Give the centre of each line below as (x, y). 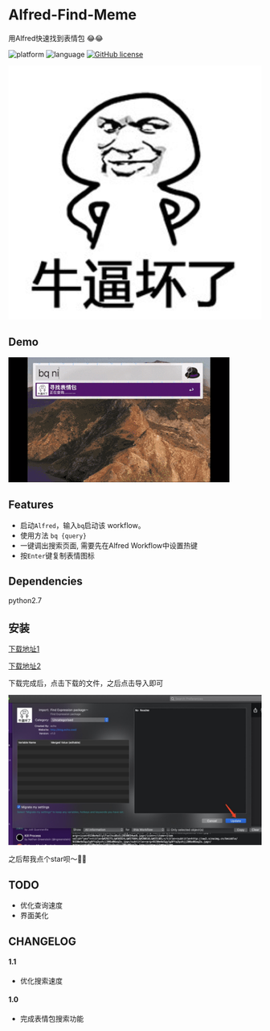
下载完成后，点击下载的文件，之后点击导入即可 (86, 684)
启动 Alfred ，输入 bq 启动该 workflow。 (82, 525)
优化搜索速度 (41, 980)
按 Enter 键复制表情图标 (57, 555)
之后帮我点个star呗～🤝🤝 (47, 859)
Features (31, 505)
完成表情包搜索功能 (52, 1019)
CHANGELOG (42, 941)
